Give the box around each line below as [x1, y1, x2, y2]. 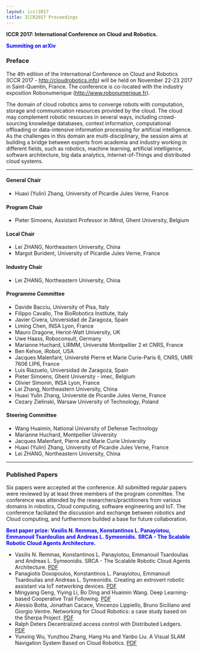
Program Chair [6, 203, 43, 211]
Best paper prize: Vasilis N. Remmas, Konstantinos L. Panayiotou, [6, 527, 171, 534]
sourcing [6, 119, 28, 126]
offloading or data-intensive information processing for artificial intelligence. [6, 126, 192, 133]
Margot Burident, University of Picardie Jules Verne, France [14, 250, 161, 257]
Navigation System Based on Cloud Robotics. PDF [14, 640, 137, 647]
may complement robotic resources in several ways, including [6, 113, 158, 121]
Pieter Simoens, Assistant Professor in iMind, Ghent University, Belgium [14, 217, 190, 224]
